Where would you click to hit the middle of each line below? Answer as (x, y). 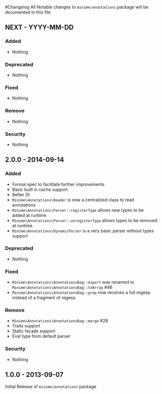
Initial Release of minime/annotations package (51, 386)
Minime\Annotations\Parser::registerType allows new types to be (78, 210)
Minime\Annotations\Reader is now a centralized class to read (73, 200)
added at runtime (29, 215)
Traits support (26, 326)
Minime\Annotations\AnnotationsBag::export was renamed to (73, 282)
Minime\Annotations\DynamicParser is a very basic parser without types (83, 231)
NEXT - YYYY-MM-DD (39, 27)
